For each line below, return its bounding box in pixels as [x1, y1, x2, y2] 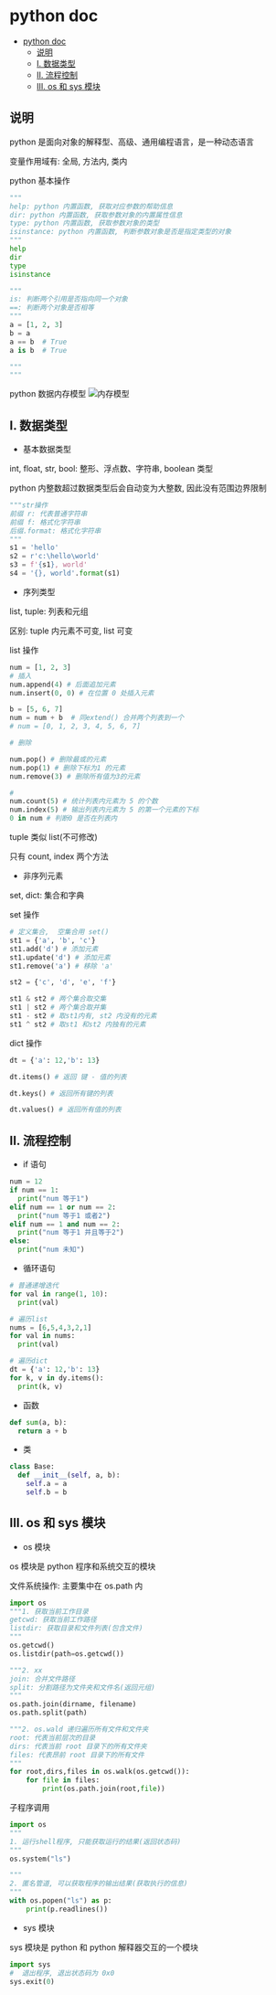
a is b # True [9, 345, 68, 355]
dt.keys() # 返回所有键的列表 [9, 1088, 114, 1098]
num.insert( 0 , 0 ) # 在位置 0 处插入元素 [9, 688, 154, 697]
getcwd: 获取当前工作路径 [9, 1615, 98, 1625]
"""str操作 [9, 501, 48, 510]
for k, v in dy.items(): [9, 1373, 104, 1383]
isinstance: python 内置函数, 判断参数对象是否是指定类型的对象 [9, 228, 232, 237]
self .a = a [26, 1480, 68, 1489]
